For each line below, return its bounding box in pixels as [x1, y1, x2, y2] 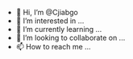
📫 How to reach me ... [15, 42, 91, 51]
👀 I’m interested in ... [15, 16, 85, 26]
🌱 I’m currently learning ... [15, 25, 102, 33]
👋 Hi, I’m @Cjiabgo [15, 8, 78, 17]
